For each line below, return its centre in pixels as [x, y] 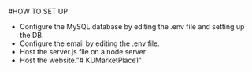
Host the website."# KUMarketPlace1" [81, 60]
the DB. [32, 35]
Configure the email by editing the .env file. [89, 43]
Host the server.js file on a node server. [83, 52]
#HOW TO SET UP [38, 11]
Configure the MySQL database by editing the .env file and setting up [132, 26]
